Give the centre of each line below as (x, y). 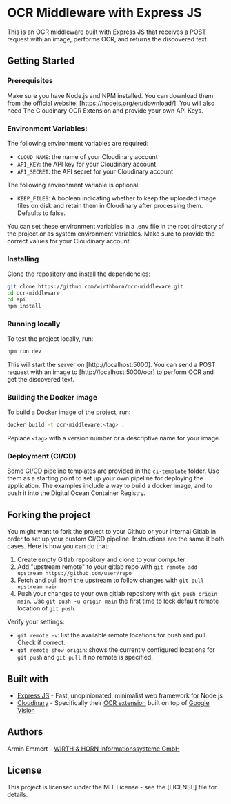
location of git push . (46, 608)
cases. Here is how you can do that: (58, 546)
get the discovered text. (41, 379)
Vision (26, 710)
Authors (25, 732)
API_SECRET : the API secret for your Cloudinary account (95, 171)
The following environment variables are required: (78, 143)
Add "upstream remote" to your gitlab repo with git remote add (107, 567)
